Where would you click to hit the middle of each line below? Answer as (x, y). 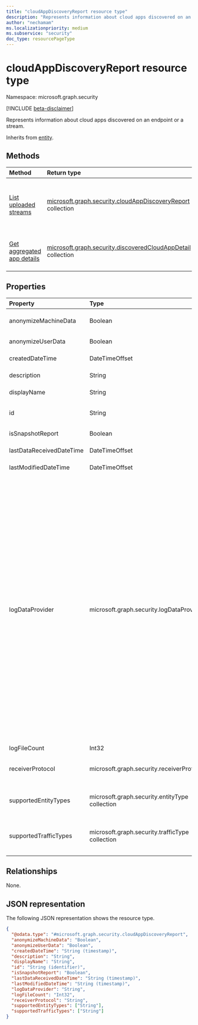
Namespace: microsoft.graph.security (52, 97)
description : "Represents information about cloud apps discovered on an (99, 17)
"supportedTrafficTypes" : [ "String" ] (58, 1011)
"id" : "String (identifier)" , (48, 967)
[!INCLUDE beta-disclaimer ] (40, 108)
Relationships (32, 871)
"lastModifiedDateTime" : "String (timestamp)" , (71, 984)
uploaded (22, 205)
